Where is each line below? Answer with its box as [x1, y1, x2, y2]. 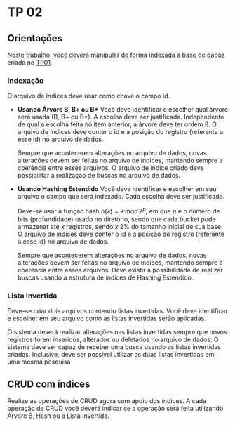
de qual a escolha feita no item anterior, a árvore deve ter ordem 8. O [17, 120, 217, 129]
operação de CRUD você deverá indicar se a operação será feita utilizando [7, 405, 224, 413]
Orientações [7, 32, 63, 44]
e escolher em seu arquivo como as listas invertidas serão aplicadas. [7, 314, 206, 323]
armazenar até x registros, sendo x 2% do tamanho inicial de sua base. [17, 222, 223, 230]
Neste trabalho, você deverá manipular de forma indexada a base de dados [7, 51, 226, 59]
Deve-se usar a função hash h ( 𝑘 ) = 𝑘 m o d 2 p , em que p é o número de [17, 206, 220, 215]
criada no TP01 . [7, 58, 53, 67]
